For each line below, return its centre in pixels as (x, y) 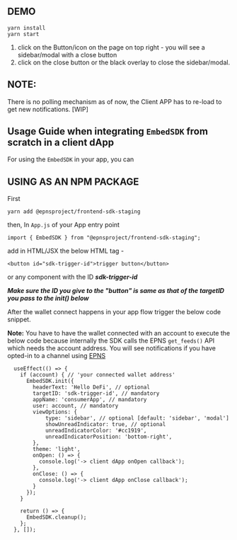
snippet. (19, 320)
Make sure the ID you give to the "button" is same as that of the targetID (116, 291)
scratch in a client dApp (61, 143)
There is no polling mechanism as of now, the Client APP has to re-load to (115, 101)
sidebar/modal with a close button (67, 54)
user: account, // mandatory (76, 406)
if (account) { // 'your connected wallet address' (98, 375)
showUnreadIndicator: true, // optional (105, 425)
